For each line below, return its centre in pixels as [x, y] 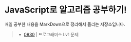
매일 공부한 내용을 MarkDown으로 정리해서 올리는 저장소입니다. [65, 24]
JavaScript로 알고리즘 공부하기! [66, 10]
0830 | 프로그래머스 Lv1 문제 [51, 34]
